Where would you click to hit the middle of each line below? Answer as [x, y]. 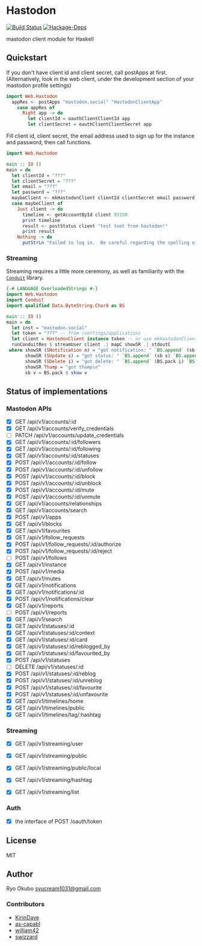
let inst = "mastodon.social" [49, 328]
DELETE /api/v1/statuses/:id [49, 667]
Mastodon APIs [29, 408]
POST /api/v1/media [40, 571]
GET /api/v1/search [39, 619]
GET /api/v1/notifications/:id [49, 592]
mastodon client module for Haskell [50, 39]
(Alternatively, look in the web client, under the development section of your [100, 78]
